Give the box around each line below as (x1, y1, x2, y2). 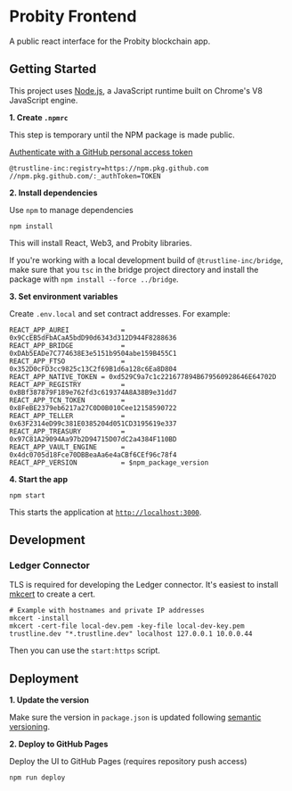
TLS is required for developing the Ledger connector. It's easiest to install (9, 580, 279, 590)
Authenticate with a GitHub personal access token (9, 146, 193, 157)
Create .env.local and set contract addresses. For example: (9, 308, 231, 318)
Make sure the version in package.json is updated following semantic (9, 712, 262, 723)
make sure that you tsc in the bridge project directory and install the (9, 264, 259, 275)
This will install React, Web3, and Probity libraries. (9, 237, 193, 248)
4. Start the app (9, 474, 69, 484)
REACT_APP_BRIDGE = (9, 341, 126, 350)
